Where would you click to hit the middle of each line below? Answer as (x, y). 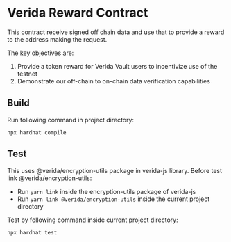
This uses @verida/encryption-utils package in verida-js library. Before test (115, 170)
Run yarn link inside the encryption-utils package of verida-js (106, 191)
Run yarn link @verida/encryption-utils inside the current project (113, 199)
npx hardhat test (32, 232)
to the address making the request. (57, 39)
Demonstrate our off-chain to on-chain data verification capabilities (113, 81)
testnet (27, 74)
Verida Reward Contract (78, 13)
